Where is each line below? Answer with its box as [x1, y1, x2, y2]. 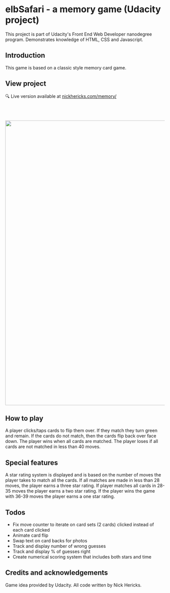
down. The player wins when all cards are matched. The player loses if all [5, 438, 158, 444]
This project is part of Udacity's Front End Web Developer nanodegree [5, 31, 152, 37]
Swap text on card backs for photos [12, 538, 88, 543]
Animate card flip [12, 532, 49, 538]
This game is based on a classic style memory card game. [5, 64, 126, 70]
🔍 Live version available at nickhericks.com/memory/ [5, 93, 117, 99]
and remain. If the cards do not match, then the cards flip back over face [5, 433, 157, 439]
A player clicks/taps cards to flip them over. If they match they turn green [5, 427, 158, 434]
